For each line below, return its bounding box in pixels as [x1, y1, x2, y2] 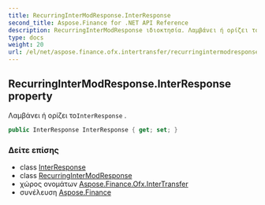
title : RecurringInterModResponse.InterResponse [8, 11, 171, 20]
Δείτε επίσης [8, 144, 59, 155]
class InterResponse [19, 162, 87, 172]
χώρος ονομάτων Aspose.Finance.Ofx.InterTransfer [19, 179, 188, 188]
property [8, 90, 53, 103]
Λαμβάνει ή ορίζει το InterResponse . [8, 110, 127, 120]
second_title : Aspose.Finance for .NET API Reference [8, 19, 189, 27]
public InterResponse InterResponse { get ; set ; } [8, 125, 178, 134]
